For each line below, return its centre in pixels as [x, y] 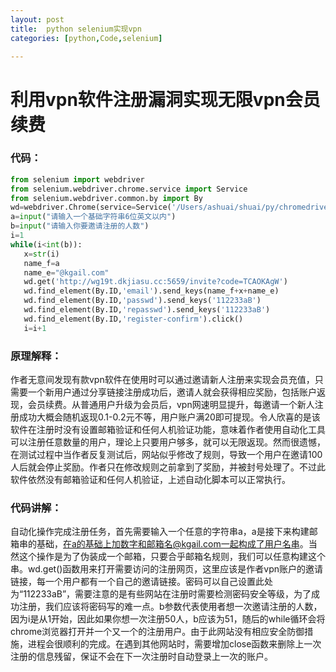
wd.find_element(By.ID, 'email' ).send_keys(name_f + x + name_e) [151, 291]
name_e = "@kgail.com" [66, 272]
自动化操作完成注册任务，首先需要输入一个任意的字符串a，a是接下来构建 [160, 532]
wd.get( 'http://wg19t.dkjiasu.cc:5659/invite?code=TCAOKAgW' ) [155, 282]
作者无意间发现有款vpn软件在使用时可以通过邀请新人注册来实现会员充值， [162, 380]
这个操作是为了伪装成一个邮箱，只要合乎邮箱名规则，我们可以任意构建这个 [172, 557]
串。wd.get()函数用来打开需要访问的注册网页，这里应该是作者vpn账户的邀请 [167, 569]
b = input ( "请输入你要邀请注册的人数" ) [80, 226]
